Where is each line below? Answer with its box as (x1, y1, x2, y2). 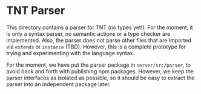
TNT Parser (6, 4, 65, 18)
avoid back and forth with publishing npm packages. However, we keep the (6, 67, 194, 75)
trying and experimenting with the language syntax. (6, 49, 135, 56)
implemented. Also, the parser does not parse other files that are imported (6, 36, 192, 44)
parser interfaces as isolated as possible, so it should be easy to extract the (6, 74, 195, 81)
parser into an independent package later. (6, 80, 111, 88)
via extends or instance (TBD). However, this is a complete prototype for (6, 43, 186, 50)
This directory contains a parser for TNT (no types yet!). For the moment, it (6, 24, 193, 31)
